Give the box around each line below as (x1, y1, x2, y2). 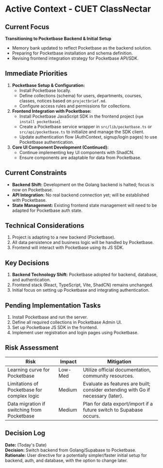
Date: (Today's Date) (5, 442, 47, 448)
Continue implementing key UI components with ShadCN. (19, 149, 134, 155)
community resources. (82, 372, 134, 379)
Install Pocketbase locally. (19, 87, 71, 93)
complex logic (7, 392, 40, 399)
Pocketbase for (7, 386, 42, 393)
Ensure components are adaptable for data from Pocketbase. (19, 155, 142, 160)
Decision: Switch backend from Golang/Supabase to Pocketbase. (5, 447, 137, 453)
